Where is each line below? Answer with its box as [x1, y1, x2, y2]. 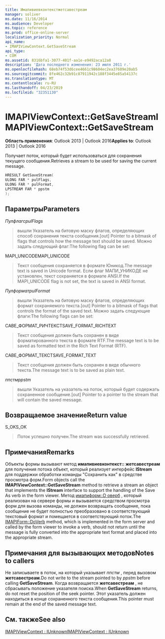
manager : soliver [5, 12, 41, 17]
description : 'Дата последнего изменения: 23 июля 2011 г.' [5, 62, 132, 67]
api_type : [5, 48, 26, 53]
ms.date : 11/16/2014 [5, 16, 48, 21]
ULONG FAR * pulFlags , [5, 177, 52, 183]
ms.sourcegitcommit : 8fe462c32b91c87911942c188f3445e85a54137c [5, 72, 138, 77]
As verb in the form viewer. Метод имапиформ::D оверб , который [5, 492, 142, 499]
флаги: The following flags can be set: [17, 313, 94, 319]
